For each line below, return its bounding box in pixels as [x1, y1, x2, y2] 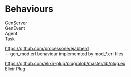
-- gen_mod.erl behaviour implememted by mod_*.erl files [5, 51, 124, 57]
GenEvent [5, 25, 25, 31]
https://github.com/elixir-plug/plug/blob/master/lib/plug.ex [5, 60, 126, 66]
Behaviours [5, 3, 54, 15]
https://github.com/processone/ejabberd [5, 45, 89, 51]
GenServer [5, 20, 27, 26]
